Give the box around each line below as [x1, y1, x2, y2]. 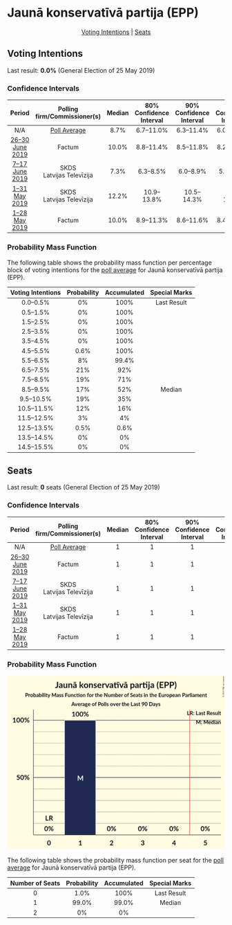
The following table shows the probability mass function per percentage [7, 258, 212, 267]
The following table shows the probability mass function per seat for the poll [7, 856, 224, 865]
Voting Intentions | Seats [81, 28, 151, 36]
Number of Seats [10, 879, 61, 887]
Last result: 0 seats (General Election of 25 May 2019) [7, 483, 160, 492]
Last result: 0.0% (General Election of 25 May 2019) [7, 66, 155, 74]
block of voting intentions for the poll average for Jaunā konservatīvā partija [7, 265, 223, 274]
